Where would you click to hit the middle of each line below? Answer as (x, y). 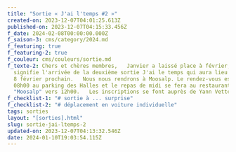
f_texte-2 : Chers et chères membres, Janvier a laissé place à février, (119, 66)
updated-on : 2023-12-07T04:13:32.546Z (64, 131)
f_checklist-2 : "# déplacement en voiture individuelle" (92, 105)
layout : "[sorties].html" (45, 118)
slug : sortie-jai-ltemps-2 (47, 124)
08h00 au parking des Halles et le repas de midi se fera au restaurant (122, 85)
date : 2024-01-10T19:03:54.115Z (54, 137)
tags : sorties (28, 111)
